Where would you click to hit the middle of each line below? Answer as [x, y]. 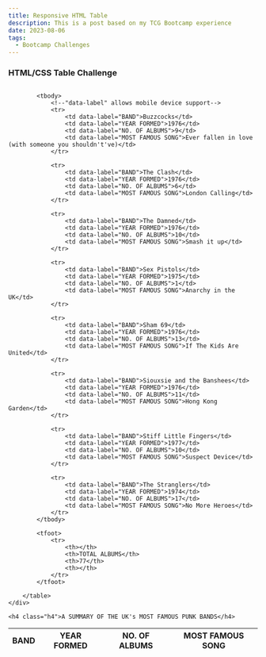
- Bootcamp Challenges [53, 45]
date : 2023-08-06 [37, 30]
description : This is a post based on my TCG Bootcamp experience [120, 23]
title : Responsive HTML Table [58, 15]
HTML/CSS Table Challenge [63, 73]
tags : [17, 38]
